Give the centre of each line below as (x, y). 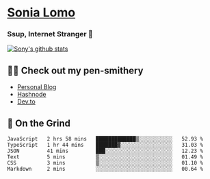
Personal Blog (37, 87)
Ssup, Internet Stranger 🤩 (50, 34)
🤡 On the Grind (39, 123)
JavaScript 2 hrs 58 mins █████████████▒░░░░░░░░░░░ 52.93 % (105, 139)
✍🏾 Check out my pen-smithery (75, 70)
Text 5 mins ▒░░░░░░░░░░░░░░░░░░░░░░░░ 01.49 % (105, 157)
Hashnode (31, 95)
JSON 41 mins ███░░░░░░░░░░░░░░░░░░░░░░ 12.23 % (105, 151)
